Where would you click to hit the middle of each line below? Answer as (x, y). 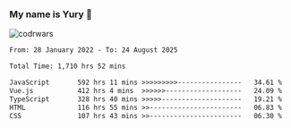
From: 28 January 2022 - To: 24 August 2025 (94, 50)
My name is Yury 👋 (51, 14)
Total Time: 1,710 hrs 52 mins (68, 66)
